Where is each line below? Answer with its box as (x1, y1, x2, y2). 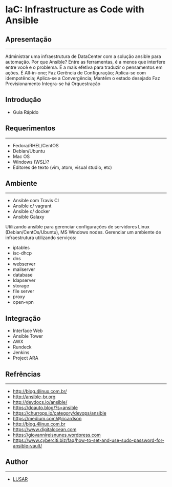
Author (5, 458, 28, 466)
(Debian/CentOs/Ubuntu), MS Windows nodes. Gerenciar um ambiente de (5, 229, 161, 236)
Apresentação (5, 35, 52, 44)
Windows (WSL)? (12, 159, 50, 165)
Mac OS (12, 153, 30, 160)
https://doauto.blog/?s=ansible (12, 404, 78, 411)
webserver (12, 261, 36, 267)
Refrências (5, 369, 41, 378)
